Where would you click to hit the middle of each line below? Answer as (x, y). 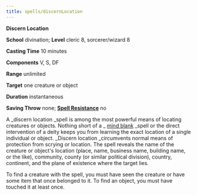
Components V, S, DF (33, 62)
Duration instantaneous (35, 96)
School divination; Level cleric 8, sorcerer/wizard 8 (68, 39)
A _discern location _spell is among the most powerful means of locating (94, 119)
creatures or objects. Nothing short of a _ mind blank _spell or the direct (93, 125)
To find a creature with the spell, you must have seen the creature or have (96, 174)
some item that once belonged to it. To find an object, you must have (89, 180)
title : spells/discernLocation (44, 11)
